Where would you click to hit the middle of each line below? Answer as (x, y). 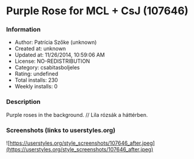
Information (23, 30)
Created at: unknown (40, 49)
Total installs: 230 (36, 80)
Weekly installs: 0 (36, 87)
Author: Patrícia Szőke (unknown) (56, 42)
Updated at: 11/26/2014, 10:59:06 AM (60, 55)
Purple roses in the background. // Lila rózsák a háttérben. (77, 115)
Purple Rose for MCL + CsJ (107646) (97, 11)
